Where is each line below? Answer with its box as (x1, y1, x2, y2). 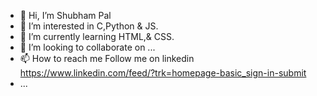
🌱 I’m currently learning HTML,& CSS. (19, 31, 175, 42)
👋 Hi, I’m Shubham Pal (19, 10, 112, 21)
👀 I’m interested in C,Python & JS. (19, 20, 159, 32)
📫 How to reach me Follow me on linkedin (19, 53, 195, 64)
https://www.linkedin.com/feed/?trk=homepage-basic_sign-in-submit (19, 67, 307, 79)
